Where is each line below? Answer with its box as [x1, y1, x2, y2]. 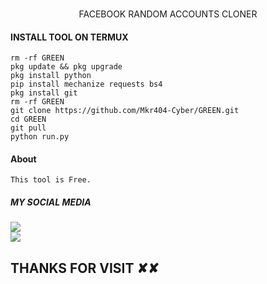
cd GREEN [10, 114, 47, 125]
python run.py [10, 132, 70, 142]
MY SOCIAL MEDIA [10, 196, 92, 208]
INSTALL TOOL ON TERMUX [10, 31, 129, 43]
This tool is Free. [10, 175, 92, 185]
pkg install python [10, 71, 92, 81]
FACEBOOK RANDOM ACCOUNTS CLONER [78, 8, 258, 20]
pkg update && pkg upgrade [10, 62, 123, 72]
